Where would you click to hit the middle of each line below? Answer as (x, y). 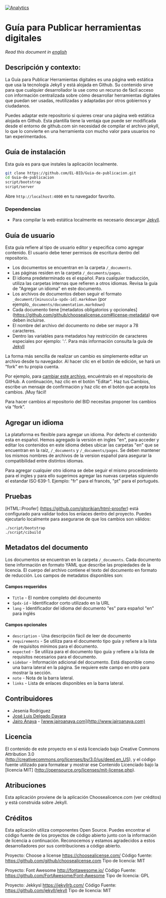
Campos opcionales (26, 625)
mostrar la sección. (32, 673)
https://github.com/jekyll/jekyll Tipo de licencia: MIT (58, 891)
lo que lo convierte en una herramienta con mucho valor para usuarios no (80, 131)
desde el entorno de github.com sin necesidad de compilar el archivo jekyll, (82, 126)
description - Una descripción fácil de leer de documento (72, 636)
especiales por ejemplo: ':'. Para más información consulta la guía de (83, 341)
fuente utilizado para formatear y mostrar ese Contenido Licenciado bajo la (82, 764)
